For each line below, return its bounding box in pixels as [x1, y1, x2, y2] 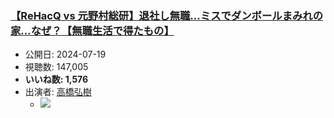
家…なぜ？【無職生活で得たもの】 [10, 23, 175, 37]
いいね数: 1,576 [24, 73, 89, 86]
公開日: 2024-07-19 [24, 48, 107, 61]
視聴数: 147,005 [24, 61, 89, 73]
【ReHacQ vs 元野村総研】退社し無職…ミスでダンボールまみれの [10, 8, 324, 22]
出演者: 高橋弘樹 [24, 86, 92, 98]
